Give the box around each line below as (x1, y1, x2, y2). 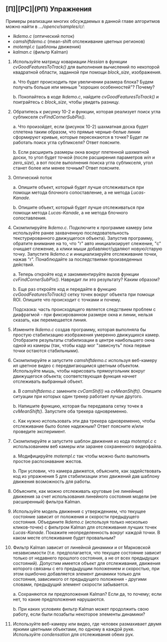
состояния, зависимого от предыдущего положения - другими (12, 576, 147, 582)
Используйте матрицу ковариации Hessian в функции (12, 58, 127, 65)
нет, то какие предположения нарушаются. (12, 596, 105, 602)
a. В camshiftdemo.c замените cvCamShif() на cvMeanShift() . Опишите (12, 388, 162, 394)
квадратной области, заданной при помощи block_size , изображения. (12, 69, 162, 75)
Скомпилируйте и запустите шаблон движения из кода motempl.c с (12, 438, 157, 444)
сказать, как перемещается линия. (12, 317, 87, 323)
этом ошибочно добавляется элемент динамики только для (12, 570, 141, 577)
